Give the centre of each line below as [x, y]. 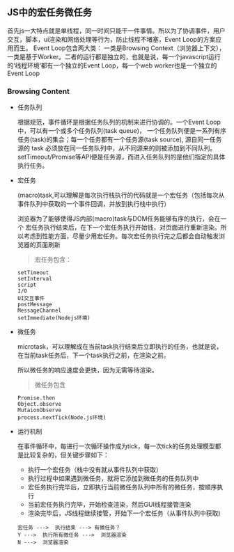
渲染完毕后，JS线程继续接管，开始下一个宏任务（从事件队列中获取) [124, 513]
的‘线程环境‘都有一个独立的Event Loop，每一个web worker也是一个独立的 [112, 65]
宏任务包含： [53, 260]
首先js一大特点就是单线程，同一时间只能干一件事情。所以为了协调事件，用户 [116, 31]
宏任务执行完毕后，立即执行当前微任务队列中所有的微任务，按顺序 [122, 487]
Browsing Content [38, 91]
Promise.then [36, 398]
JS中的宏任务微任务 [50, 13]
